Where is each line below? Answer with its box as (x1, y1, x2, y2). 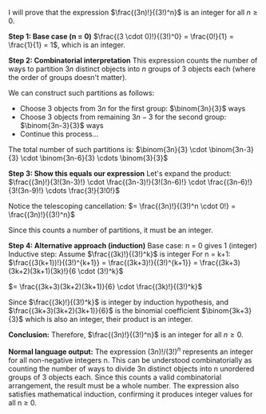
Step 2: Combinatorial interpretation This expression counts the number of (8, 56, 258, 65)
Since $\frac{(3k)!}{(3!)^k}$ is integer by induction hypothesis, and (8, 297, 229, 307)
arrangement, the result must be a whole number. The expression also (8, 380, 240, 390)
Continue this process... (19, 129, 98, 139)
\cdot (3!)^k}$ (77, 267, 124, 275)
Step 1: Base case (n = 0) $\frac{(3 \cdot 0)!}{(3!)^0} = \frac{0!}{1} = (8, 32, 234, 41)
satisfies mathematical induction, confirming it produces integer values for (8, 389, 253, 399)
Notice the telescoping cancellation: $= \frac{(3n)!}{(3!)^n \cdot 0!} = (8, 201, 236, 211)
